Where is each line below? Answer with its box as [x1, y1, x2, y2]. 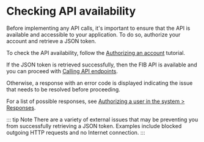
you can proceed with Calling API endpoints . [6, 67, 118, 74]
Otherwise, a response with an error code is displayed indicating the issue [6, 79, 193, 87]
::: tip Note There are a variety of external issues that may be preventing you [6, 116, 199, 123]
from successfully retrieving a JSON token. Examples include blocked [6, 122, 182, 129]
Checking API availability [6, 4, 136, 18]
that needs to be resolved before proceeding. [6, 85, 121, 93]
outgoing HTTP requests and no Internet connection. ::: [6, 129, 145, 136]
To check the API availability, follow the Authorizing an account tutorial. [6, 49, 185, 56]
